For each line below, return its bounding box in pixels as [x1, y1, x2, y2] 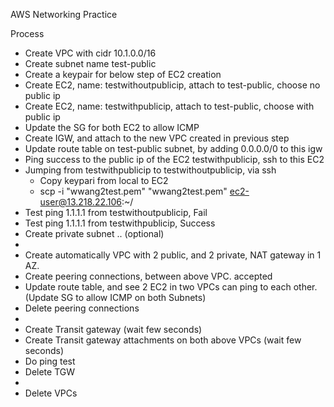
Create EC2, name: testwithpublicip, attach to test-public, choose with [24, 100, 315, 112]
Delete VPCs [24, 387, 78, 399]
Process [10, 28, 45, 39]
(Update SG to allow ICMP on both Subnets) [24, 292, 207, 303]
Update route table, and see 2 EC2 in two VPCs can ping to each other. [24, 281, 318, 293]
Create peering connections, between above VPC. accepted [24, 270, 273, 282]
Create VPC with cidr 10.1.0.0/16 [24, 47, 157, 59]
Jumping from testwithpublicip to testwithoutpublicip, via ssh [24, 164, 277, 176]
